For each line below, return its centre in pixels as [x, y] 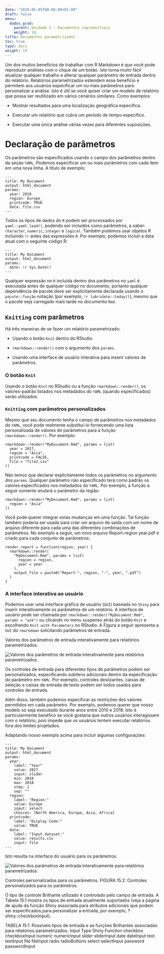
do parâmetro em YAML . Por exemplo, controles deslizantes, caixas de [75, 680]
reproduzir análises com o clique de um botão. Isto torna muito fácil [73, 70]
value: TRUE [26, 826]
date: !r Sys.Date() [30, 268]
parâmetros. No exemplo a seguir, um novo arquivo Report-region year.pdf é [82, 533]
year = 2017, [23, 449]
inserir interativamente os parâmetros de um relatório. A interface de [74, 610]
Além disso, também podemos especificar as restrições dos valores [73, 700]
